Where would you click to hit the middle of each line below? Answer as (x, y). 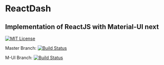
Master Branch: (21, 48)
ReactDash (28, 9)
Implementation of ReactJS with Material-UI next (82, 27)
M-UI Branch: (19, 58)
